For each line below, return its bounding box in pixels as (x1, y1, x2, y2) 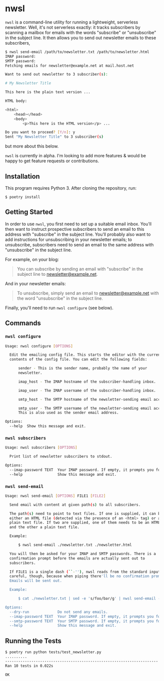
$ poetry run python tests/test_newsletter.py (5, 650, 102, 655)
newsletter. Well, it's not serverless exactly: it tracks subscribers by (5, 24, 141, 30)
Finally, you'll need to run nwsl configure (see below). (5, 305, 114, 311)
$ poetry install (5, 195, 41, 199)
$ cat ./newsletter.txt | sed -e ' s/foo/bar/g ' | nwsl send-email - (18, 596, 161, 601)
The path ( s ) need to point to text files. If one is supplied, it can (9, 511, 156, 516)
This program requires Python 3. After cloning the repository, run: (5, 185, 137, 191)
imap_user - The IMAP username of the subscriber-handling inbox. (18, 388, 156, 393)
